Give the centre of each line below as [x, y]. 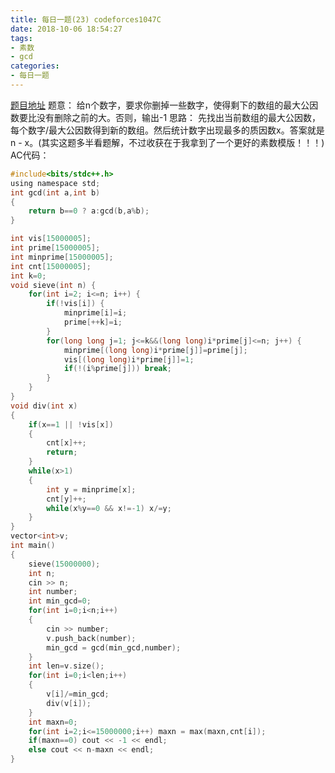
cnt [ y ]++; [66, 499]
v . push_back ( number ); [91, 638]
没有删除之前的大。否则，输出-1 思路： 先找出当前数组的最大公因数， [179, 117]
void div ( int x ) [44, 406]
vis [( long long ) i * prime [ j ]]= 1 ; [129, 359]
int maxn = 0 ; [53, 722]
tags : [21, 38]
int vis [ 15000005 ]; [51, 239]
